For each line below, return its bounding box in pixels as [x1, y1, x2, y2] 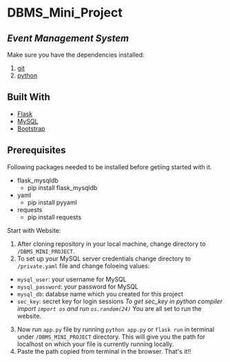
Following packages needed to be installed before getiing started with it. [7, 162, 212, 171]
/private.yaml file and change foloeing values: [17, 261, 150, 270]
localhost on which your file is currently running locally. [17, 340, 174, 348]
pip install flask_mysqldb [27, 183, 98, 191]
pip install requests [27, 213, 81, 221]
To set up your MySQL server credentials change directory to [17, 254, 191, 263]
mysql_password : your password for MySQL [17, 282, 139, 291]
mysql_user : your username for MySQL [17, 275, 127, 283]
